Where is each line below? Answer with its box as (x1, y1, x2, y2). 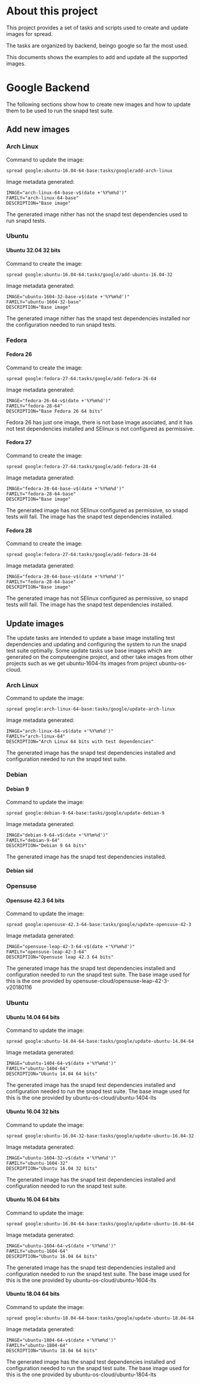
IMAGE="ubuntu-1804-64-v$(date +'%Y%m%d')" (6, 1337, 117, 1343)
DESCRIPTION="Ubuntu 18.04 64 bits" (6, 1347, 98, 1353)
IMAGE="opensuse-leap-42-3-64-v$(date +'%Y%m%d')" (6, 944, 135, 950)
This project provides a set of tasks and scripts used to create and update (6, 24, 189, 31)
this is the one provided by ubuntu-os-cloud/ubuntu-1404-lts (6, 1094, 157, 1101)
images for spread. (6, 30, 53, 37)
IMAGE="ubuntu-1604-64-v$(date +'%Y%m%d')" (6, 1243, 117, 1249)
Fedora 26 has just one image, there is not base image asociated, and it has (6, 418, 193, 426)
